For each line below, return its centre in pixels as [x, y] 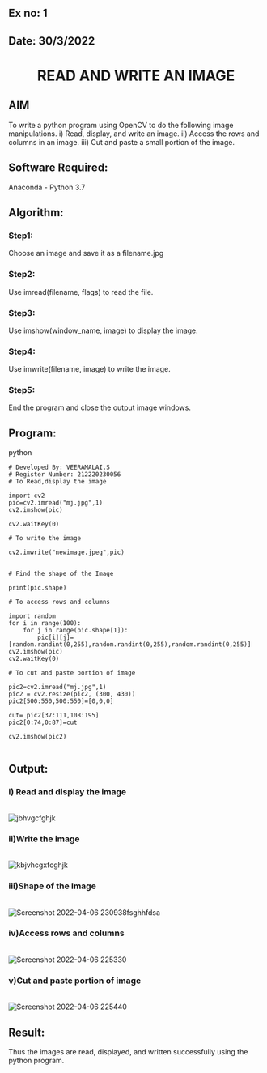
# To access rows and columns [59, 602]
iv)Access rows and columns [66, 933]
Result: [27, 1032]
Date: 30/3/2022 [52, 41]
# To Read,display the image [57, 482]
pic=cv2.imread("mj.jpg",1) [56, 503]
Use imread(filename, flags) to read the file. [81, 292]
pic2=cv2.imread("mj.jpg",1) [57, 688]
